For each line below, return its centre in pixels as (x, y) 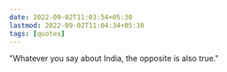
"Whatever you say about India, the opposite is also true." (114, 59)
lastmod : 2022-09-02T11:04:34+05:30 (77, 25)
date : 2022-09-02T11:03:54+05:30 (71, 17)
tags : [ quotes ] (37, 33)
